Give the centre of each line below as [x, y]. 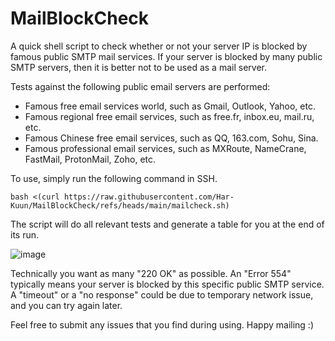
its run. [25, 234]
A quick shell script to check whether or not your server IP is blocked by [159, 46]
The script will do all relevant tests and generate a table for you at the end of [167, 224]
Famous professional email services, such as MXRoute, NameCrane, [165, 148]
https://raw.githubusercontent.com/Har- [149, 197]
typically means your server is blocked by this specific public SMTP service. [167, 284]
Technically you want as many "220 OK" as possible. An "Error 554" [151, 273]
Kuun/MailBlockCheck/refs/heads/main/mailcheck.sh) [120, 205]
